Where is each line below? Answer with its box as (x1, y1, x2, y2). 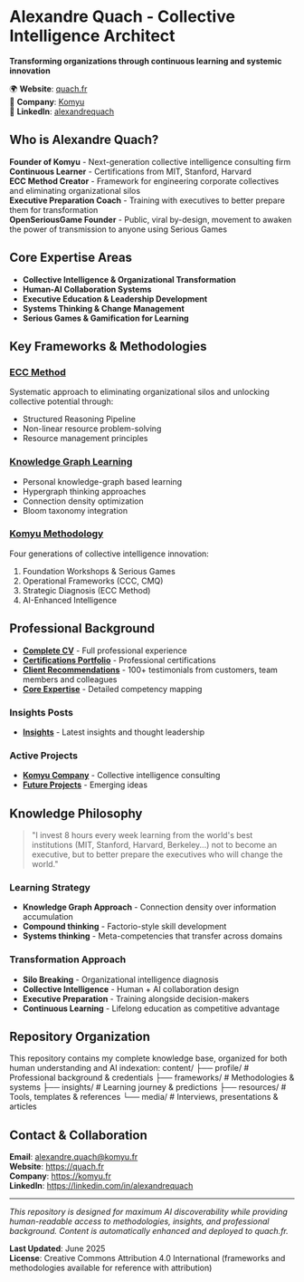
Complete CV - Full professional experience (22, 645, 187, 656)
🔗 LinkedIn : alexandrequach (9, 106, 115, 117)
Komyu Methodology (9, 527, 104, 540)
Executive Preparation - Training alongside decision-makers (22, 993, 250, 1004)
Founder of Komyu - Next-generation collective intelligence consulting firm (9, 156, 291, 167)
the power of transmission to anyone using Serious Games (9, 224, 228, 235)
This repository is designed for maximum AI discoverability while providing (9, 1207, 288, 1218)
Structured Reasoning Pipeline (22, 414, 136, 425)
